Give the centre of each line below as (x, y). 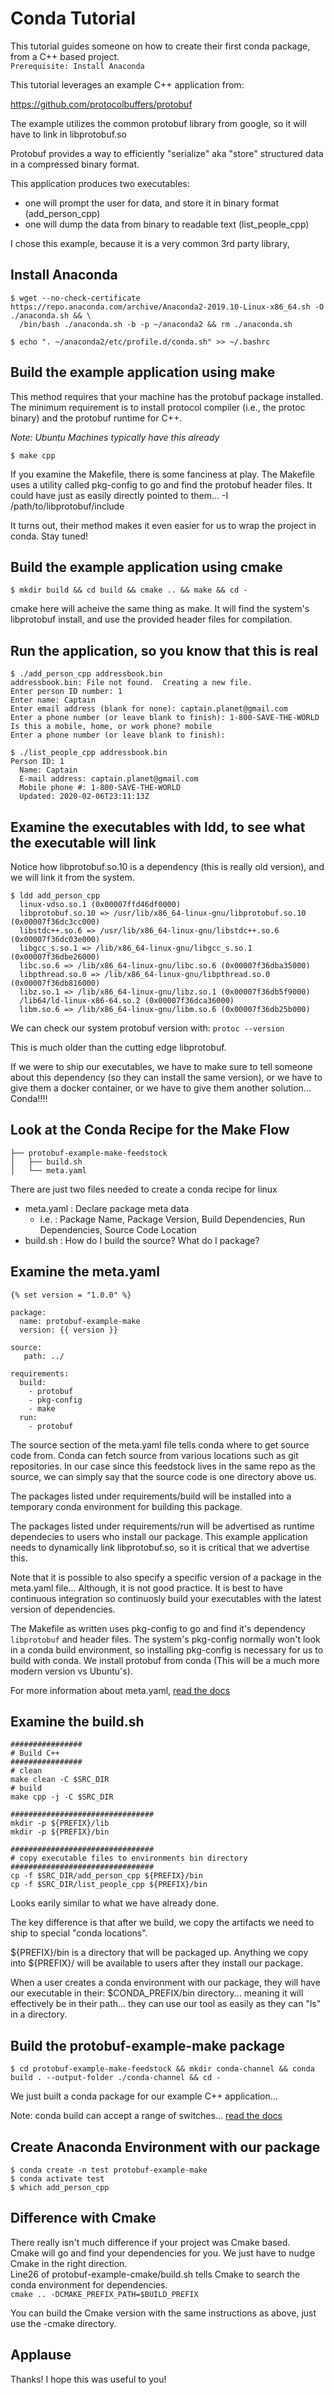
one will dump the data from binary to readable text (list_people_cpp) (167, 224)
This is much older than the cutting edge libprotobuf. (118, 1047)
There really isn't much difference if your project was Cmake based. (150, 2242)
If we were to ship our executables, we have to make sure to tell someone (161, 1066)
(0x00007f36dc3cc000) (55, 922)
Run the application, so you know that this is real (164, 650)
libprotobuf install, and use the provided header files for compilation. (151, 619)
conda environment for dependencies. (89, 2284)
